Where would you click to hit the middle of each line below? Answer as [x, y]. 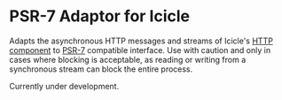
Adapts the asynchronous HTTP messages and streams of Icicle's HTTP [141, 41]
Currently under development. [64, 86]
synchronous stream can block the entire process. [101, 69]
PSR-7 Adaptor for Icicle [100, 16]
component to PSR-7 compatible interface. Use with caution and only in [140, 50]
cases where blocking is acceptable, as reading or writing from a [128, 59]
